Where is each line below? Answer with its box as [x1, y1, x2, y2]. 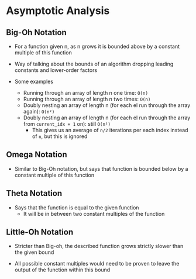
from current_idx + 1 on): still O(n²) [23, 120, 111, 127]
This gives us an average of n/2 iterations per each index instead [32, 127, 188, 133]
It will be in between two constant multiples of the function [23, 210, 165, 217]
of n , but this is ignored [32, 133, 88, 140]
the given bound [14, 249, 54, 256]
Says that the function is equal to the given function [14, 204, 139, 211]
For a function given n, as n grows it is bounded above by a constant [14, 43, 180, 50]
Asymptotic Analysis [6, 4, 110, 18]
